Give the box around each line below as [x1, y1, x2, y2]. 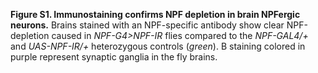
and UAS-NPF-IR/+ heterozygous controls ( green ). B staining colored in [10, 40, 306, 52]
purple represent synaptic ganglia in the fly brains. [10, 51, 218, 63]
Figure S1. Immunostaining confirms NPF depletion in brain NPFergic [10, 9, 301, 20]
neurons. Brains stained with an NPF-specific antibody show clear [10, 19, 285, 31]
